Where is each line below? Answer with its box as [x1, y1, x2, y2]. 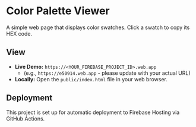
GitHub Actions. [6, 115, 45, 122]
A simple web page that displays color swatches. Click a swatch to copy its [6, 24, 190, 31]
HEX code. [6, 30, 33, 37]
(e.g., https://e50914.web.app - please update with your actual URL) [23, 69, 191, 77]
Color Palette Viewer [6, 4, 110, 18]
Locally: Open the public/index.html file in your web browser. [14, 75, 168, 82]
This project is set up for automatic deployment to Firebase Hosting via [6, 109, 180, 116]
